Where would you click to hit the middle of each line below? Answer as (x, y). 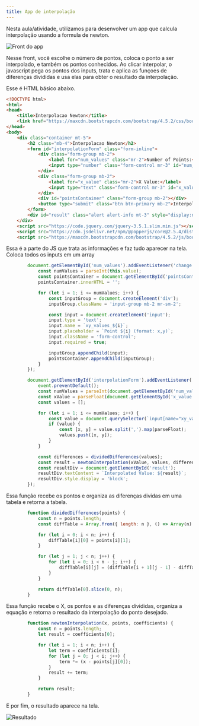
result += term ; (68, 673)
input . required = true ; (78, 342)
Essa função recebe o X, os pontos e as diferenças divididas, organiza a (94, 606)
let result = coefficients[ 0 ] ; (76, 635)
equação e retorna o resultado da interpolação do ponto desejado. (87, 613)
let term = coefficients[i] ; (84, 651)
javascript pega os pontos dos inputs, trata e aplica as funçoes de (86, 70)
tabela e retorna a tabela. (37, 502)
